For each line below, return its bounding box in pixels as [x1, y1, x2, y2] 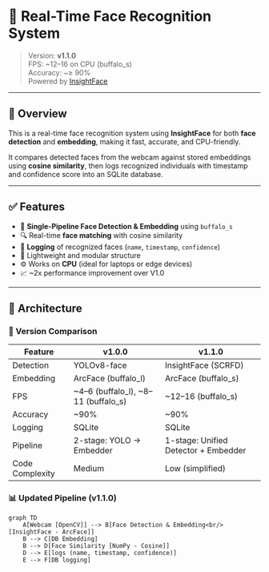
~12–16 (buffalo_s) [165, 391, 239, 402]
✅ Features [8, 200, 66, 214]
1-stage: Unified [165, 435, 228, 446]
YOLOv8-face [73, 360, 127, 371]
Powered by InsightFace [27, 76, 108, 86]
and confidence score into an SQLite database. [8, 169, 164, 179]
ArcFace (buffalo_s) [165, 373, 239, 384]
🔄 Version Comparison [8, 325, 98, 336]
